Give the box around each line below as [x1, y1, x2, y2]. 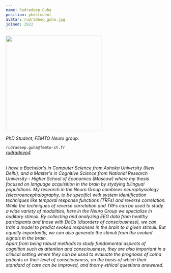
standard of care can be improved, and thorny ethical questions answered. [6, 262, 164, 268]
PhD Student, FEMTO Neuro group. [6, 135, 79, 141]
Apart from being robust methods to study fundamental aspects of [6, 240, 146, 247]
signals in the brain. [6, 235, 47, 241]
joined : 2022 [6, 21, 34, 27]
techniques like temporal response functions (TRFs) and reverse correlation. [6, 197, 166, 203]
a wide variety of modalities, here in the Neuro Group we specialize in [6, 208, 152, 214]
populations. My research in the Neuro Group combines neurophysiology [6, 187, 159, 193]
